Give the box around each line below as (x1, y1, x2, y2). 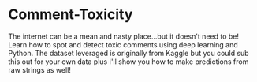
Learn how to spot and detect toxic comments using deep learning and (8, 39, 238, 49)
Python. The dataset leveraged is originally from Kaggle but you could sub (8, 48, 250, 58)
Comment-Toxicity (8, 6, 133, 24)
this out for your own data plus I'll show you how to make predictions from (8, 57, 249, 66)
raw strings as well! (8, 65, 71, 74)
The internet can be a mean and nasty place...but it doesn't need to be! (8, 32, 239, 41)
